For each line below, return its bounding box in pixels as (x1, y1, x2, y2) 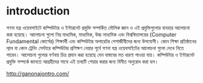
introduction (6, 4, 70, 18)
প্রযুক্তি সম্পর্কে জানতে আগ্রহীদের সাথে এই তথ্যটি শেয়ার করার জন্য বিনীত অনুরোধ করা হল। (6, 58, 159, 65)
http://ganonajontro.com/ (6, 70, 70, 77)
